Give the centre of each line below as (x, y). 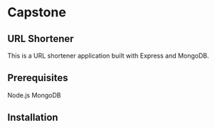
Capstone (37, 12)
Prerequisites (38, 78)
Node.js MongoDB (34, 95)
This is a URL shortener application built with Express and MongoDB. (108, 55)
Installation (33, 118)
